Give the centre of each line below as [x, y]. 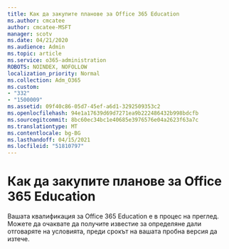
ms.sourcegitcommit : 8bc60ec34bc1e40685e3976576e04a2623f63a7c [103, 120]
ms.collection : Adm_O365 [44, 80]
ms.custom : [23, 87]
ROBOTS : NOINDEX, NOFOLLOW [47, 67]
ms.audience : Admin [36, 47]
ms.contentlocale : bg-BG [44, 133]
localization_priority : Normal [54, 73]
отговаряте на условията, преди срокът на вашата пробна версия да [112, 231]
